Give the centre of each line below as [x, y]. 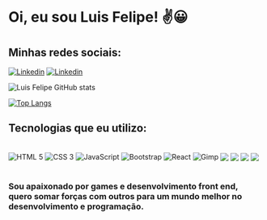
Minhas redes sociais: [65, 52]
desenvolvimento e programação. [76, 206]
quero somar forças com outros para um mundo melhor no [125, 197]
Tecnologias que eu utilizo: [78, 129]
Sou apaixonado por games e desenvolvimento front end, [123, 186]
